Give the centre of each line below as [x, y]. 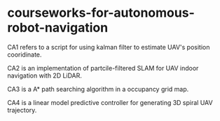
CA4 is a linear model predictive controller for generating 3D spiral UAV [110, 102]
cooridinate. [25, 55]
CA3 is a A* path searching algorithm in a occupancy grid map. [98, 89]
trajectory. [22, 110]
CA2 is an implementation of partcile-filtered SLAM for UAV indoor [103, 68]
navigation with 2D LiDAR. [45, 76]
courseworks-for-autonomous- [101, 13]
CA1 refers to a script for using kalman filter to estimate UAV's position [109, 47]
